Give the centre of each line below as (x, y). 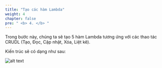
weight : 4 (15, 14)
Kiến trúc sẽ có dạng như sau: (36, 51)
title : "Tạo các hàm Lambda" (35, 9)
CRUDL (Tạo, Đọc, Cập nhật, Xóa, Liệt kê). (48, 42)
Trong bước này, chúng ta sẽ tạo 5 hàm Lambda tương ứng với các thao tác (81, 37)
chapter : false (21, 18)
